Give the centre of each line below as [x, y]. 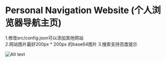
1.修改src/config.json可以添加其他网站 [45, 38]
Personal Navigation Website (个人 [79, 10]
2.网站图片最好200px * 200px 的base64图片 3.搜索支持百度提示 [71, 44]
